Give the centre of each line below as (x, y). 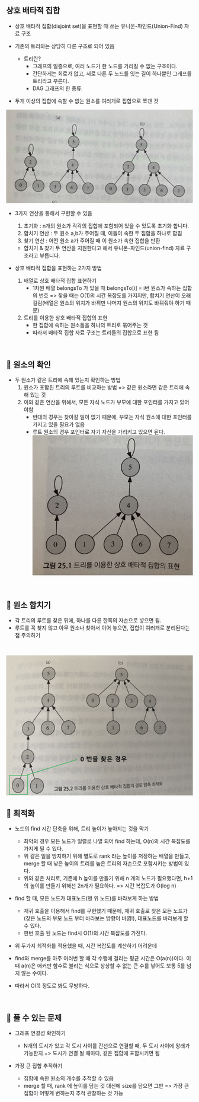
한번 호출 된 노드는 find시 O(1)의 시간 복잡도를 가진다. (85, 933)
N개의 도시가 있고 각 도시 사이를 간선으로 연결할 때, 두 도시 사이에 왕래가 (107, 1046)
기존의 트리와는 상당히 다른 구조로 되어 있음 (65, 46)
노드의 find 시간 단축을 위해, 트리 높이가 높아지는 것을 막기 (82, 829)
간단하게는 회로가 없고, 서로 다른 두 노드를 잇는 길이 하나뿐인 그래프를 (112, 74)
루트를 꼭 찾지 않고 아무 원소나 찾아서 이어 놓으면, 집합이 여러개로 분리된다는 (102, 628)
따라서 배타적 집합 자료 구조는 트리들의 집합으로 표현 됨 (96, 333)
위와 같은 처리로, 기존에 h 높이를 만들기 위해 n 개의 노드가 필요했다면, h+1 (108, 879)
